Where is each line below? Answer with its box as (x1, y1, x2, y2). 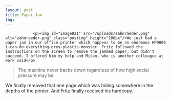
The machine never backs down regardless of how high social (17, 67, 149, 73)
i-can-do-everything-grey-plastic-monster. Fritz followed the (5, 45, 143, 50)
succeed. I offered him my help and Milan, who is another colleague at (5, 53, 164, 59)
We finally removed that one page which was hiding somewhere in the (5, 83, 154, 89)
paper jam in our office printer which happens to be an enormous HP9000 (5, 40, 166, 45)
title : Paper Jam (5, 12, 42, 17)
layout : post (5, 7, 33, 13)
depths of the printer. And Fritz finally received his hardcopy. (5, 88, 134, 94)
